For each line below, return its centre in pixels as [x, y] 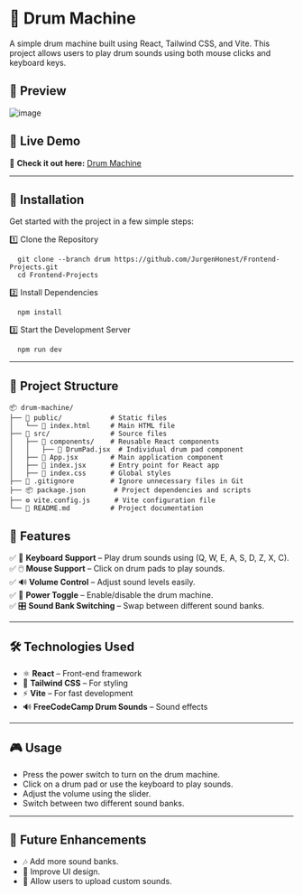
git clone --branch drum [64, 260]
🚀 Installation [47, 199]
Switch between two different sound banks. [103, 803]
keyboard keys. [38, 62]
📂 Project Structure [64, 386]
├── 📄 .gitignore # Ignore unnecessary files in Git [127, 481]
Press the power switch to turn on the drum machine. [121, 774]
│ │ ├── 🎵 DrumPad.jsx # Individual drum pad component [127, 450]
